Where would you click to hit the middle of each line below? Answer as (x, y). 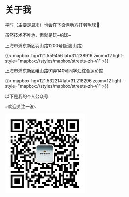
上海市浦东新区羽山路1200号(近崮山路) (44, 45)
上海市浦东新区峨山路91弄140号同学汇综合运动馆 (54, 71)
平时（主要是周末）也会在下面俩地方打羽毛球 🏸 (52, 25)
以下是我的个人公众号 (27, 96)
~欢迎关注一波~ (21, 106)
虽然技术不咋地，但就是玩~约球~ (38, 35)
